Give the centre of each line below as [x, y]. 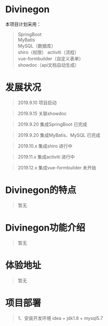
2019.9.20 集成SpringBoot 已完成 [52, 124]
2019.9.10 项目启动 [37, 103]
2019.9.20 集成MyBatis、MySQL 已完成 [59, 135]
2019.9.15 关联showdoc [42, 113]
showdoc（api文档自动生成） [48, 65]
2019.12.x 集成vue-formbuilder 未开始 [57, 167]
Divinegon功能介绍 [45, 228]
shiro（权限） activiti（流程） [48, 52]
